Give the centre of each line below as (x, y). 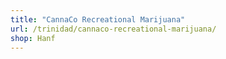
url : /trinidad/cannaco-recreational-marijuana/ (113, 29)
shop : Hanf (33, 38)
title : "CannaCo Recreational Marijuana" (98, 19)
